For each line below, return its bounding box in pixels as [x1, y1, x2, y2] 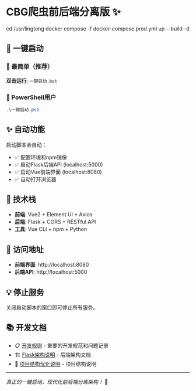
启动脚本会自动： [6, 141, 47, 148]
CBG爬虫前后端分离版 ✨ [6, 5, 121, 19]
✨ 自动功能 [6, 124, 45, 135]
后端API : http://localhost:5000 [14, 268, 87, 276]
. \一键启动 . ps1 [6, 107, 40, 113]
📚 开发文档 [6, 323, 47, 333]
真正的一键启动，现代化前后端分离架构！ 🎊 [6, 378, 108, 385]
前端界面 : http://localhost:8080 [14, 261, 89, 268]
